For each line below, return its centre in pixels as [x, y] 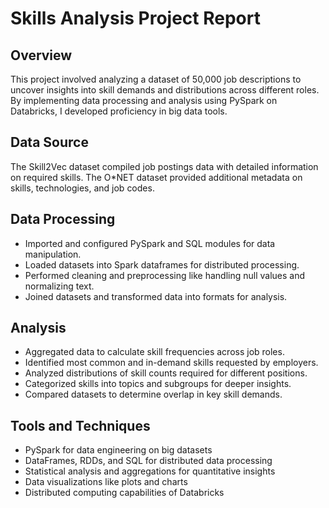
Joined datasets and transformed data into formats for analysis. [156, 296]
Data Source [49, 142]
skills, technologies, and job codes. [82, 188]
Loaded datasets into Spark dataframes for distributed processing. [162, 264]
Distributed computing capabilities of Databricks [124, 493]
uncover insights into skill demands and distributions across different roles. [165, 90]
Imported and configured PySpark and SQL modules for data [150, 243]
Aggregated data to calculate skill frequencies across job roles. [154, 352]
